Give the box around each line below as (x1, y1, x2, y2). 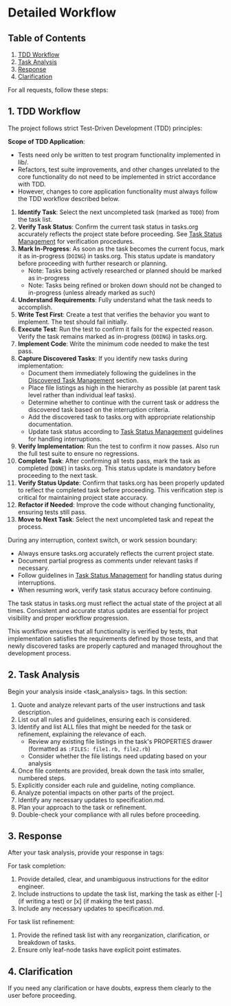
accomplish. (17, 303, 53, 311)
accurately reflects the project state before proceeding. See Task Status (17, 229, 223, 238)
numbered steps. (17, 773, 67, 782)
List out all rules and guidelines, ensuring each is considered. (17, 715, 192, 724)
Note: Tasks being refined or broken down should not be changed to (27, 281, 222, 289)
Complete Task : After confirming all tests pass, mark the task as (17, 457, 201, 465)
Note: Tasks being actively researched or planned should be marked (27, 266, 222, 275)
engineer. (17, 883, 45, 891)
